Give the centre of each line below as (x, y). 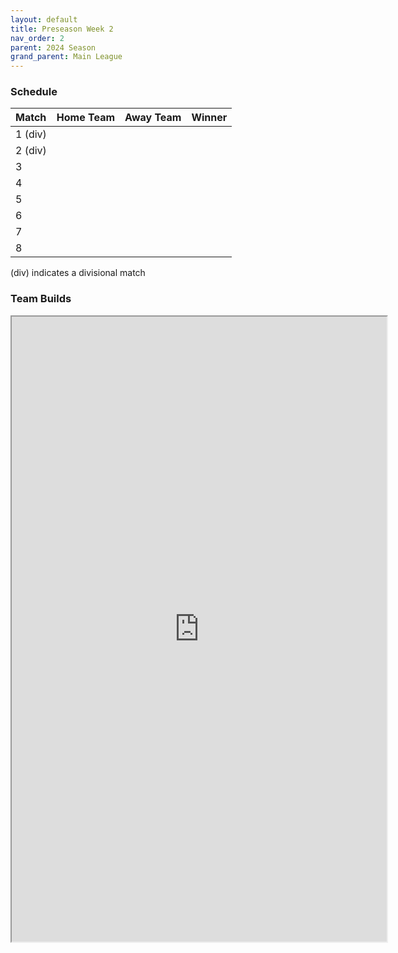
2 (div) (31, 151)
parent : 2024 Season (53, 47)
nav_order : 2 (37, 38)
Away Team (153, 118)
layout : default (44, 19)
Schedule (34, 92)
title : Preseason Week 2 (62, 29)
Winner (209, 118)
